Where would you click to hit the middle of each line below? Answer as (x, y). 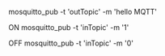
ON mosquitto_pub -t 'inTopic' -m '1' (69, 27)
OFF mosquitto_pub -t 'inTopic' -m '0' (71, 43)
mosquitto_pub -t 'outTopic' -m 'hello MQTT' (83, 12)
